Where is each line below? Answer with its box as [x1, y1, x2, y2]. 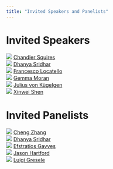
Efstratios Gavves [13, 142, 56, 149]
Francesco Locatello [13, 68, 63, 75]
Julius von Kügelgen [13, 81, 63, 88]
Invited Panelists [6, 108, 89, 122]
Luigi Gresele [13, 156, 46, 163]
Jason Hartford [13, 149, 50, 156]
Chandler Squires [13, 54, 56, 61]
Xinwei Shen [13, 88, 44, 95]
